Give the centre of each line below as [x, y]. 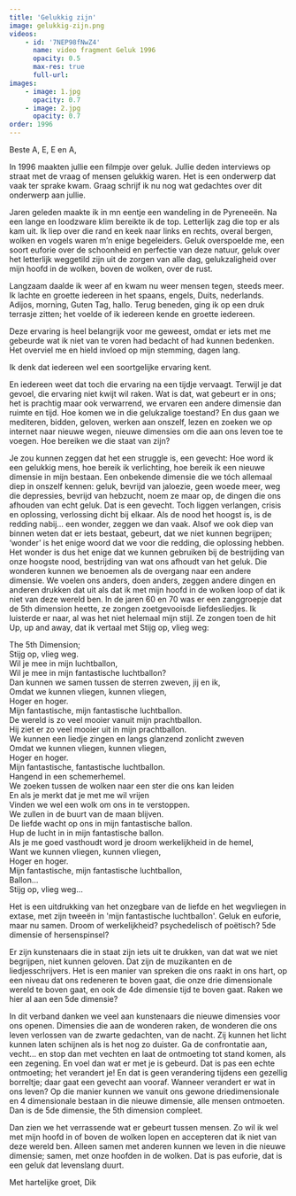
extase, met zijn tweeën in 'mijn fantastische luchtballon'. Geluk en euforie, [145, 916]
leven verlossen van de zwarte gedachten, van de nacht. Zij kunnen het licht [148, 1035]
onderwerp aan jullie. [48, 195]
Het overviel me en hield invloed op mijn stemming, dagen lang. [125, 350]
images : [23, 83]
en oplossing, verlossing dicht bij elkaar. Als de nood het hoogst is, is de [140, 514]
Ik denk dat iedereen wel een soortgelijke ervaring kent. [110, 367]
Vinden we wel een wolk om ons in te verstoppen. [100, 804]
